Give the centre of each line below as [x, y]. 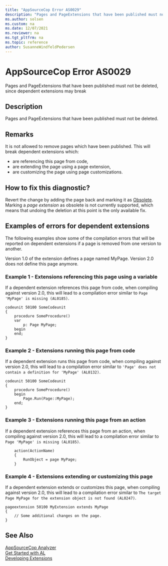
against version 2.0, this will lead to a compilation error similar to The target [83, 492]
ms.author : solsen [24, 19]
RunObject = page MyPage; [50, 459]
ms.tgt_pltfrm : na [24, 38]
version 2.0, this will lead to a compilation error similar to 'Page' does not [81, 367]
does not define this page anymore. [42, 263]
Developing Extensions [29, 558]
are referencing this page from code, [50, 161]
